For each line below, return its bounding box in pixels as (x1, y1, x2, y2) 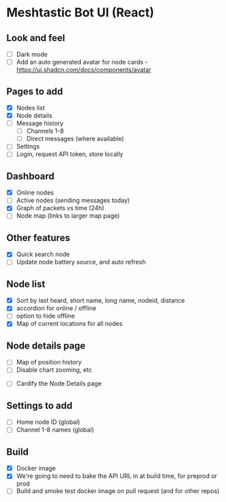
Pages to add (6, 86, 63, 97)
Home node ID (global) (16, 418, 81, 426)
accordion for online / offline (16, 304, 97, 312)
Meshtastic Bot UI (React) (6, 5, 154, 21)
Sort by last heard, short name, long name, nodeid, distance (16, 297, 185, 305)
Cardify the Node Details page (16, 379, 102, 388)
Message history (16, 119, 64, 127)
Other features (6, 231, 70, 244)
